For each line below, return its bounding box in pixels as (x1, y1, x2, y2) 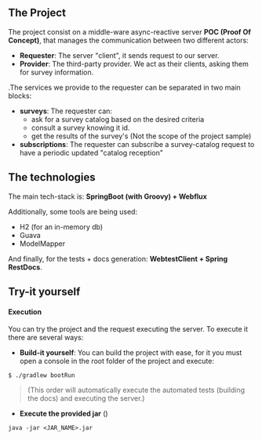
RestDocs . (8, 262, 43, 272)
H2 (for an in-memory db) (19, 222, 104, 231)
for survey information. (19, 67, 94, 77)
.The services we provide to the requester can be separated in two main (8, 82, 241, 92)
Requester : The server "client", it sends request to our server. (19, 50, 220, 60)
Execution (8, 306, 42, 317)
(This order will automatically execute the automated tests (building (27, 385, 246, 395)
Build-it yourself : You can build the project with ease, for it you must (19, 348, 242, 357)
